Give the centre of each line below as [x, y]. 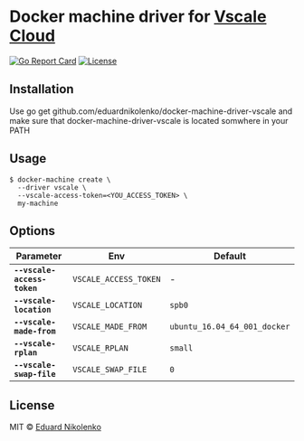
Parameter [39, 257]
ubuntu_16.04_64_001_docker [230, 327]
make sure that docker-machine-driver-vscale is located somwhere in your [149, 120]
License [32, 405]
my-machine [38, 203]
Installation [42, 89]
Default [230, 257]
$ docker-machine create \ [60, 179]
